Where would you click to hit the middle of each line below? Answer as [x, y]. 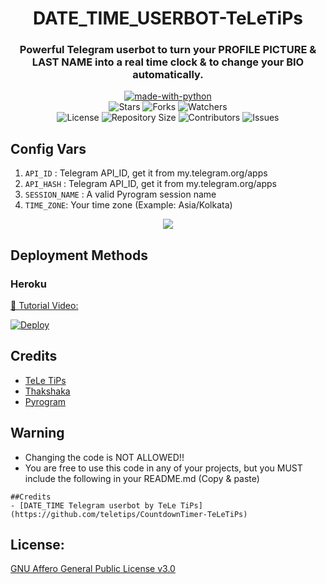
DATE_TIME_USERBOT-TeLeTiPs [168, 18]
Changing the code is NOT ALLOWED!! [104, 457]
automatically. [168, 75]
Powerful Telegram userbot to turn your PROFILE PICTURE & [168, 50]
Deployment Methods [79, 255]
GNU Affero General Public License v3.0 [93, 569]
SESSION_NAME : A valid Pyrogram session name [120, 194]
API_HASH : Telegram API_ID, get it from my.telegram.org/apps [150, 184]
